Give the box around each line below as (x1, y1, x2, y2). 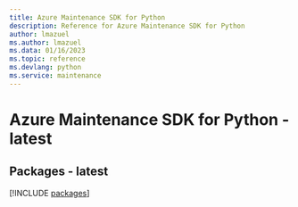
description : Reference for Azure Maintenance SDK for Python (9, 21, 245, 30)
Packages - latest (9, 164, 109, 179)
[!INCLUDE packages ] (9, 187, 90, 198)
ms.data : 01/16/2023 (9, 46, 87, 55)
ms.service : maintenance (9, 71, 102, 80)
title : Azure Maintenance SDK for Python (9, 12, 166, 22)
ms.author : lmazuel (9, 37, 82, 47)
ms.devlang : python (9, 63, 82, 72)
